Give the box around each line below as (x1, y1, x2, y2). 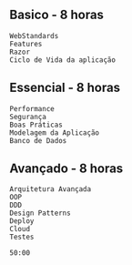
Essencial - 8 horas (9, 80, 121, 96)
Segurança (9, 112, 47, 121)
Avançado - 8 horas (9, 161, 124, 177)
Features (9, 39, 43, 48)
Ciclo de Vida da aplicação (9, 55, 117, 65)
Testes (9, 232, 35, 242)
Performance (9, 104, 55, 113)
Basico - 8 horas (9, 7, 105, 23)
